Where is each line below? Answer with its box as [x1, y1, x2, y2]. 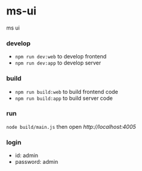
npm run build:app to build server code [15, 95, 113, 102]
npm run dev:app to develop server [15, 59, 102, 67]
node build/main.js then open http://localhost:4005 [6, 123, 137, 130]
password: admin [15, 158, 59, 166]
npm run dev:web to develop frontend [15, 53, 107, 60]
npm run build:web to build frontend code [15, 88, 118, 95]
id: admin [15, 152, 39, 159]
